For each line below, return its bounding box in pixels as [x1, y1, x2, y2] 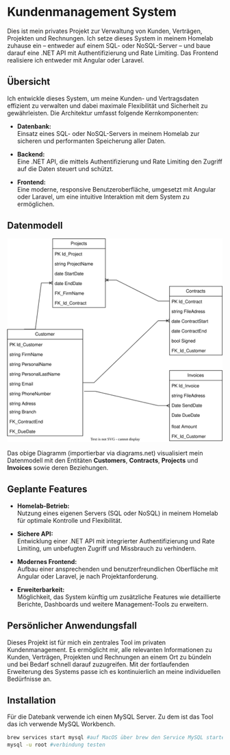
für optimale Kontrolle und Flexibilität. [16, 516, 123, 524]
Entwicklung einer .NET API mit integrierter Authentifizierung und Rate [16, 537, 215, 545]
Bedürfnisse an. [7, 675, 52, 683]
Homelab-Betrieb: [16, 502, 70, 510]
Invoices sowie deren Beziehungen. [7, 464, 109, 472]
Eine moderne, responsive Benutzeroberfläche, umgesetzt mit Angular [16, 185, 216, 193]
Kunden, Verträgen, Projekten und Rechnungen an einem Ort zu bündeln [7, 653, 212, 661]
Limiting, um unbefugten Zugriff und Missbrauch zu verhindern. [16, 544, 197, 552]
